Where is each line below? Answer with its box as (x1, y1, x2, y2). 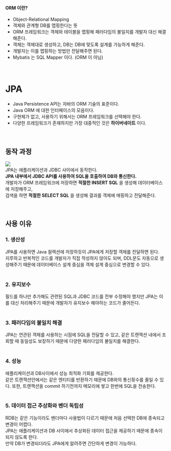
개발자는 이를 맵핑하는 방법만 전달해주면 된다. (12, 48, 103, 54)
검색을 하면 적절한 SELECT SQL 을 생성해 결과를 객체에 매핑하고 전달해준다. (5, 192, 156, 198)
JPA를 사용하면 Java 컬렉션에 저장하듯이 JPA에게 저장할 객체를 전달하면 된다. (5, 248, 160, 255)
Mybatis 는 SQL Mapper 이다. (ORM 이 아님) (12, 54, 104, 61)
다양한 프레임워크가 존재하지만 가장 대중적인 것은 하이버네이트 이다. (12, 120, 146, 126)
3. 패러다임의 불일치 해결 (5, 319, 62, 326)
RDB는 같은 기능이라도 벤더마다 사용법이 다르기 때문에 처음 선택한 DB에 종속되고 (5, 415, 165, 421)
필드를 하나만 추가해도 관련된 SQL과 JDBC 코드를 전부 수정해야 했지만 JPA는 (5, 293, 158, 299)
